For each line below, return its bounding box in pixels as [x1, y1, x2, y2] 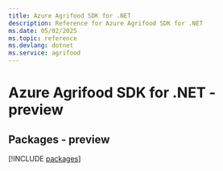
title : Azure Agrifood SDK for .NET [8, 11, 131, 20]
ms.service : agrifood [8, 49, 81, 57]
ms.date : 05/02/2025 [8, 26, 78, 35]
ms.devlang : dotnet [8, 42, 74, 50]
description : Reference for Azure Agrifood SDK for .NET [8, 19, 204, 27]
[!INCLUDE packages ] [8, 154, 81, 163]
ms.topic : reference [8, 34, 78, 43]
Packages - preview [8, 132, 110, 146]
